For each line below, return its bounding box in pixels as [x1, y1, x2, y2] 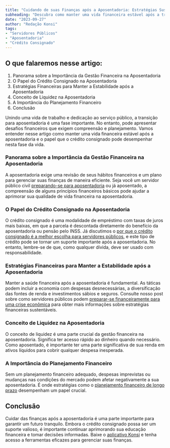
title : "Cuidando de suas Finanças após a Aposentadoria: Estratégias [5, 7, 157, 13]
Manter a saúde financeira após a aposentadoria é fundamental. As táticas [5, 280, 161, 286]
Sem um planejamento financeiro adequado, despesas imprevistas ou [5, 371, 151, 377]
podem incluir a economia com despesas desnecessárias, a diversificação [5, 285, 161, 291]
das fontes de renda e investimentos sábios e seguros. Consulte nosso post [5, 291, 163, 297]
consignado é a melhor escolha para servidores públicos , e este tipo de [5, 234, 155, 240]
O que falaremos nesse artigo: [5, 59, 103, 68]
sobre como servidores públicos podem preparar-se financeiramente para [5, 296, 160, 302]
